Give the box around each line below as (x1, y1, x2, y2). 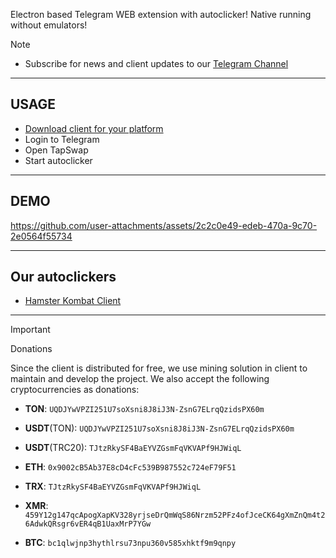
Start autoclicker (24, 154, 93, 166)
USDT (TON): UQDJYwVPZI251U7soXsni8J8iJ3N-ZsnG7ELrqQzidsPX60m (24, 422, 295, 434)
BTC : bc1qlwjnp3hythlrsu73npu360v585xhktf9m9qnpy (24, 537, 237, 549)
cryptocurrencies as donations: (10, 384, 140, 396)
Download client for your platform (24, 122, 164, 134)
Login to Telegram (24, 133, 100, 145)
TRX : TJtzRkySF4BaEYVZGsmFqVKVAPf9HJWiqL (24, 480, 202, 493)
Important (10, 324, 51, 336)
